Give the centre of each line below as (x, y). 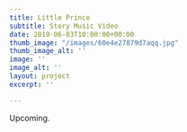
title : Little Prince (50, 18)
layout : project (40, 76)
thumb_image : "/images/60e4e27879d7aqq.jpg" (94, 43)
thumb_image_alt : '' (48, 51)
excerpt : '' (31, 84)
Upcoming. (30, 118)
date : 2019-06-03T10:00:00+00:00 (72, 34)
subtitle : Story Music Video (64, 26)
